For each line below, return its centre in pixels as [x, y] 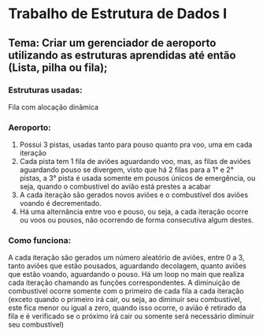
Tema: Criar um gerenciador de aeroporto [112, 43]
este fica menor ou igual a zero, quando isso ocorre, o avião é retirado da [127, 308]
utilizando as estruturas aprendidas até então [122, 55]
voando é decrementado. [61, 203]
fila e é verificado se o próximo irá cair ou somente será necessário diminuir [131, 316]
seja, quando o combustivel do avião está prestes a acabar [115, 187]
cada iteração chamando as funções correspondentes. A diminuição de [124, 283]
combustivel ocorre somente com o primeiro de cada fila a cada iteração [126, 291]
